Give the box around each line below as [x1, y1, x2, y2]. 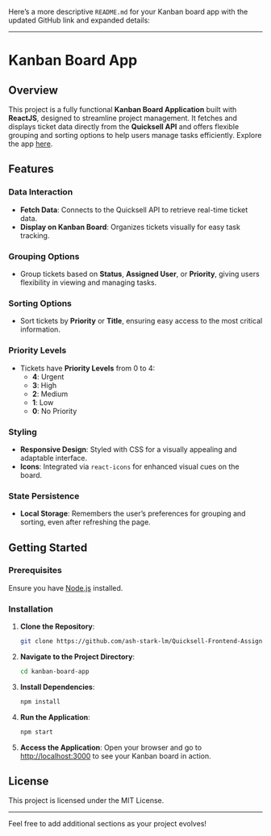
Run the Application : [19, 712, 90, 721]
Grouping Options [8, 250, 80, 261]
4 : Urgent [31, 371, 65, 382]
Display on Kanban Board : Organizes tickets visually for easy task [19, 222, 240, 232]
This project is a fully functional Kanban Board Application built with [8, 105, 237, 114]
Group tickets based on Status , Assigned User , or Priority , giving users [19, 269, 260, 278]
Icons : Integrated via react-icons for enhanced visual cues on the [19, 462, 240, 471]
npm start [19, 728, 54, 736]
